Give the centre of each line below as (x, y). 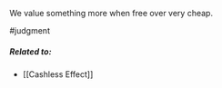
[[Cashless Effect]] (58, 74)
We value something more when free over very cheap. (111, 13)
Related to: (30, 51)
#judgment (30, 30)
